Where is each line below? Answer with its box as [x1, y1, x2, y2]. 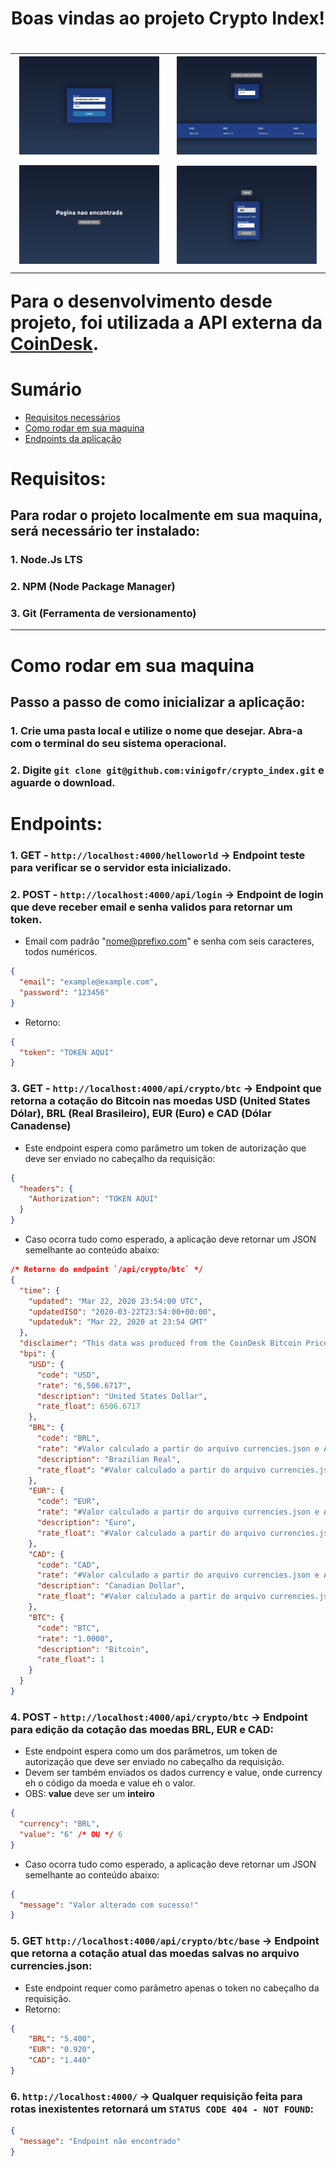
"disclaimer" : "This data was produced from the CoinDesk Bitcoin [19, 1338, 302, 1349]
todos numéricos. [24, 946, 98, 958]
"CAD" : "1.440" [28, 2055, 92, 2066]
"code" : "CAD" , [36, 1560, 101, 1570]
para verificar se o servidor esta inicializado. [10, 860, 232, 874]
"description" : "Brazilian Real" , [36, 1454, 182, 1464]
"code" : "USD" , [36, 1370, 101, 1380]
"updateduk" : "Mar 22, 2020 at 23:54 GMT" [28, 1317, 208, 1327]
